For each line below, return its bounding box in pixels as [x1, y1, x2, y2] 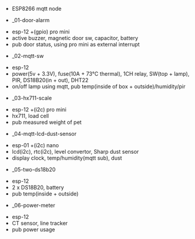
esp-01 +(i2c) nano [11, 142, 59, 148]
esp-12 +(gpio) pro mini [11, 28, 70, 35]
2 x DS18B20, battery [11, 184, 64, 191]
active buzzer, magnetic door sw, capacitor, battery [11, 35, 138, 41]
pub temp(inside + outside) [11, 190, 79, 197]
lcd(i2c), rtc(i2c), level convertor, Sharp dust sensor [11, 148, 139, 155]
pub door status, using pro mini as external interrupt [11, 41, 140, 48]
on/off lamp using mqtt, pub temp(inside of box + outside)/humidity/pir [11, 83, 186, 90]
